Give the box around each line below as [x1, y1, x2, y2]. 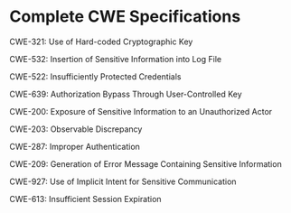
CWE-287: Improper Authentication [9, 141, 140, 152]
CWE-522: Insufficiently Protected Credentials [9, 70, 182, 82]
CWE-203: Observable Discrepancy [9, 124, 143, 134]
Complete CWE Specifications [9, 6, 241, 27]
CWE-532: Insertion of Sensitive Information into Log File [9, 53, 222, 64]
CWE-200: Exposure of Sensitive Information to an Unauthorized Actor [9, 106, 273, 116]
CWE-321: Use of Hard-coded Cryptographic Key [9, 36, 193, 47]
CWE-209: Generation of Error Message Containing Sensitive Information [9, 158, 282, 169]
